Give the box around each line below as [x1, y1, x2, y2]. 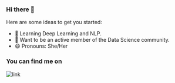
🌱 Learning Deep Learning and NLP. [14, 30, 102, 37]
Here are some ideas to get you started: [6, 19, 103, 26]
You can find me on [6, 57, 62, 65]
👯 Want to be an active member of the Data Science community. [14, 36, 170, 44]
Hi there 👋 [6, 5, 35, 14]
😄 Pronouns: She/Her [14, 42, 68, 49]
